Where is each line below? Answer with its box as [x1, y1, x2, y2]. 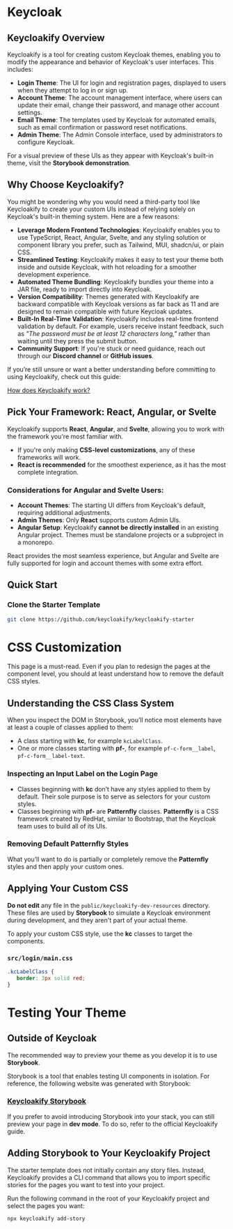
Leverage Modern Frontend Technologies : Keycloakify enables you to [17, 226, 220, 234]
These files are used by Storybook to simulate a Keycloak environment [7, 909, 211, 917]
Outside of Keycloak [7, 1033, 97, 1044]
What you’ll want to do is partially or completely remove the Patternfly [7, 855, 209, 863]
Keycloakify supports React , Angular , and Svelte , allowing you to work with [7, 424, 225, 433]
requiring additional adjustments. [17, 508, 112, 516]
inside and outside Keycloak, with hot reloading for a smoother [17, 263, 197, 271]
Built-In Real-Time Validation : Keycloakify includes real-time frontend [17, 314, 219, 323]
